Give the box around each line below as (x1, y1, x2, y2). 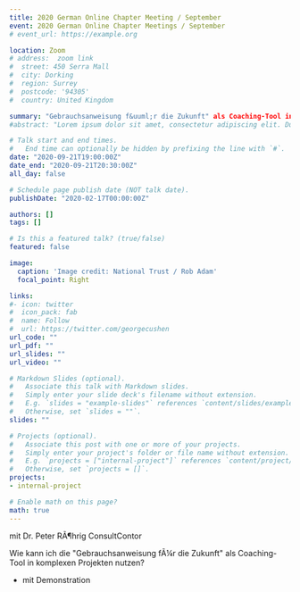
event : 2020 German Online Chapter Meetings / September (9, 21, 226, 30)
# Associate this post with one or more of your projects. (9, 439, 242, 449)
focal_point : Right (17, 275, 90, 284)
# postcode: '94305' (9, 87, 90, 96)
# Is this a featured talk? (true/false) (9, 234, 166, 244)
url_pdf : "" (9, 341, 54, 350)
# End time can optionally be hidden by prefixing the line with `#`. (9, 145, 286, 154)
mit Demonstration (21, 574, 91, 585)
